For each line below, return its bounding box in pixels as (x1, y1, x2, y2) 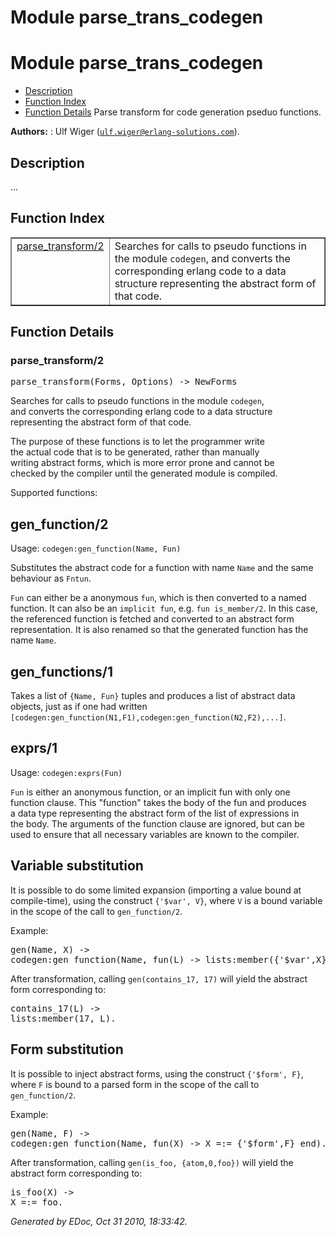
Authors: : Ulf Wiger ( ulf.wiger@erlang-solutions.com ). (10, 126, 240, 138)
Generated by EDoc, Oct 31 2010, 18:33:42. (10, 1215, 188, 1227)
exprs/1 (10, 740, 58, 757)
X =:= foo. (10, 1196, 64, 1208)
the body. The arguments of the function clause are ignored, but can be (10, 817, 305, 830)
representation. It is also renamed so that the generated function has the (10, 624, 309, 636)
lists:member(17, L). (10, 1012, 117, 1024)
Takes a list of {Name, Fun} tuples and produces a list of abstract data (10, 690, 296, 702)
